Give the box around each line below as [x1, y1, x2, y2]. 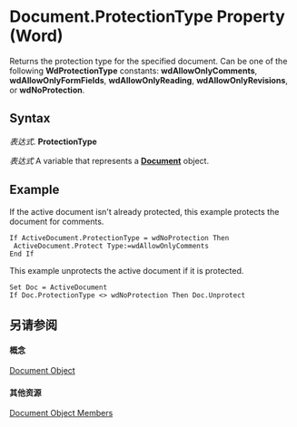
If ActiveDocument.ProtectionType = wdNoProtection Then [9, 233, 230, 242]
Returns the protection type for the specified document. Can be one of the [9, 55, 288, 66]
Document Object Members [9, 408, 114, 419]
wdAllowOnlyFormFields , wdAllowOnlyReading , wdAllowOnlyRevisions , [9, 74, 289, 85]
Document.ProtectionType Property [9, 6, 285, 27]
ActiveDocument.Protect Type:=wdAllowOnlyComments [13, 241, 209, 250]
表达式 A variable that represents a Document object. [9, 155, 210, 166]
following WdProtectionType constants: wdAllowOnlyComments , [9, 65, 258, 76]
